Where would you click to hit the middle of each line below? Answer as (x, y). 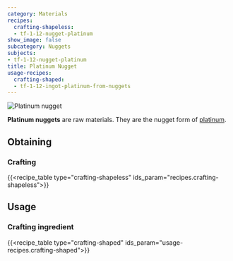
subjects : (22, 54)
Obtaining (30, 142)
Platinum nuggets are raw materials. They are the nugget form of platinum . (117, 120)
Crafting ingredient (41, 227)
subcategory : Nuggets (39, 47)
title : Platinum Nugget (42, 66)
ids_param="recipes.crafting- (176, 177)
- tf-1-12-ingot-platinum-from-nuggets (72, 86)
